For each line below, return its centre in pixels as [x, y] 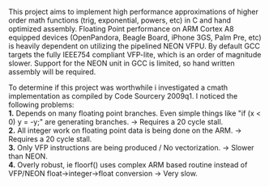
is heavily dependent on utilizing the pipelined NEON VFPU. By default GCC [134, 46]
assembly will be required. [52, 72]
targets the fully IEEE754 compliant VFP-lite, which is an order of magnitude [135, 55]
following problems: [41, 105]
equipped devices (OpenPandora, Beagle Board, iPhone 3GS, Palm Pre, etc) [135, 37]
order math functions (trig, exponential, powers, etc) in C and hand [120, 20]
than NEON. [28, 156]
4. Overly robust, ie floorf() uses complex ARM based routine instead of [128, 165]
